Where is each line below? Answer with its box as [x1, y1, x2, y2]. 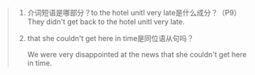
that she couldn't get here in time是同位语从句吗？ [27, 34, 194, 43]
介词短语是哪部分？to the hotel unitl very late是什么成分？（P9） [27, 8, 241, 17]
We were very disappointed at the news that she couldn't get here [27, 50, 247, 59]
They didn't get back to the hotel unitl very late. [27, 17, 185, 27]
